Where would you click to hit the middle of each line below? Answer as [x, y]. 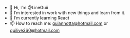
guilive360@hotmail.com [35, 30]
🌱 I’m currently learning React [39, 18]
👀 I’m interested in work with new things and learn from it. [67, 13]
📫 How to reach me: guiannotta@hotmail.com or [59, 23]
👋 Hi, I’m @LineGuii [29, 8]
